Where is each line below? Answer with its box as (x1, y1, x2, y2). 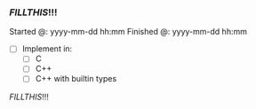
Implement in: (21, 43, 73, 54)
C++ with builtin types (35, 74, 117, 84)
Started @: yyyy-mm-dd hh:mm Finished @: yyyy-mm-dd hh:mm (9, 27, 247, 37)
